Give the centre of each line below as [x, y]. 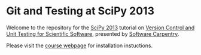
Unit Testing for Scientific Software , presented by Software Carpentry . [93, 33]
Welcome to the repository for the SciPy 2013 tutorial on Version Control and [100, 27]
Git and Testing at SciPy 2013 [80, 11]
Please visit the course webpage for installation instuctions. [80, 45]
